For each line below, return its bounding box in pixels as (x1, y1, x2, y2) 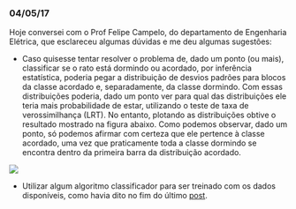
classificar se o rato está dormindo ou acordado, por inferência (21, 63, 252, 73)
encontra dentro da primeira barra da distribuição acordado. (21, 147, 241, 158)
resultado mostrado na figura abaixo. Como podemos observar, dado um (21, 119, 288, 130)
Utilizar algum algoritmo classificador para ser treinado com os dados (21, 181, 277, 191)
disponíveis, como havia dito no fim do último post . (21, 190, 208, 201)
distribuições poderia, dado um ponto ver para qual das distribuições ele (21, 91, 287, 101)
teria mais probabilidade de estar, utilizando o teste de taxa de (21, 101, 249, 111)
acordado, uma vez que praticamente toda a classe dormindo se (21, 138, 257, 148)
